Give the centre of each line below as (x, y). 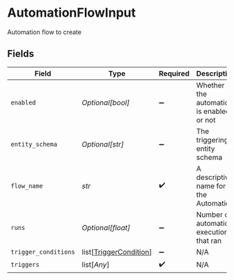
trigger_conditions (43, 252)
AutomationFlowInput (71, 13)
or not (206, 120)
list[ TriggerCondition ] (117, 252)
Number (209, 215)
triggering (212, 140)
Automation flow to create (45, 32)
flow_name (27, 186)
